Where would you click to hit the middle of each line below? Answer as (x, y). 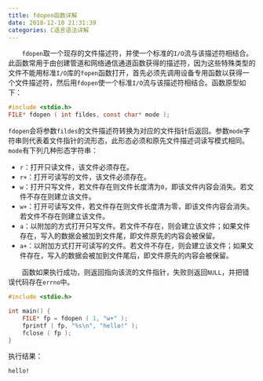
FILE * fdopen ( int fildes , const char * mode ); (89, 115)
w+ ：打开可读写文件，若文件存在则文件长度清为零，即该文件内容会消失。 (137, 207)
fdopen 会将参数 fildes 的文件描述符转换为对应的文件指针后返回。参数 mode (126, 131)
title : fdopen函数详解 (43, 15)
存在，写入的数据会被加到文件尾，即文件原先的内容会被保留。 (119, 236)
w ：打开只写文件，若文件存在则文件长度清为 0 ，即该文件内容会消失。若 (133, 187)
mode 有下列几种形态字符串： (53, 151)
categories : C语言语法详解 (49, 30)
